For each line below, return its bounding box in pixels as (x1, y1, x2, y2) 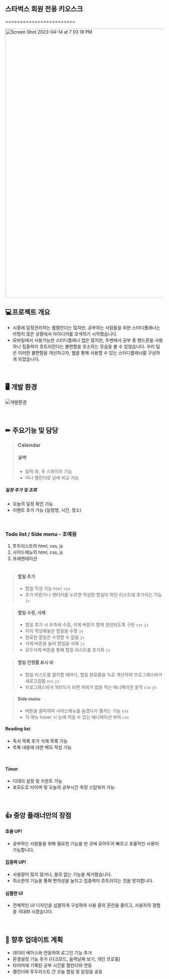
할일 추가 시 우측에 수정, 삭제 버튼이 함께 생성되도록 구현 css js (25, 622, 149, 628)
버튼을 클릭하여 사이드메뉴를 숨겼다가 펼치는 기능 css (25, 708, 129, 714)
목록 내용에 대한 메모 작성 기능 (12, 744, 72, 750)
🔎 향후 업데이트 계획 (5, 935, 63, 944)
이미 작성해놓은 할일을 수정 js (25, 628, 84, 634)
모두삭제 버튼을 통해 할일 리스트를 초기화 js (25, 647, 111, 653)
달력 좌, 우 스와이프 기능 (25, 468, 72, 474)
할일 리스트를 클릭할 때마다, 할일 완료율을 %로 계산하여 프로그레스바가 (25, 671, 162, 677)
